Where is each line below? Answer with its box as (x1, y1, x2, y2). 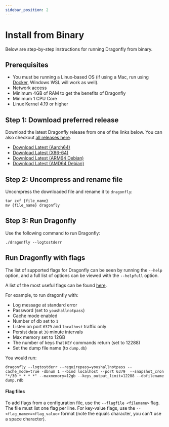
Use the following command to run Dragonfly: (5, 230, 100, 236)
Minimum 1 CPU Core (12, 96, 57, 102)
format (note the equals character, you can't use (60, 410, 162, 416)
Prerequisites (5, 60, 49, 69)
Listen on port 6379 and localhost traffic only (12, 323, 107, 329)
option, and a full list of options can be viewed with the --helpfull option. (5, 272, 159, 279)
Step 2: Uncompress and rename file (5, 175, 123, 184)
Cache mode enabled (12, 313, 58, 319)
